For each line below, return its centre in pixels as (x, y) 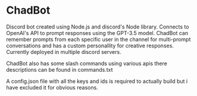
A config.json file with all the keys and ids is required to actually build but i (97, 81)
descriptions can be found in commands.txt (60, 69)
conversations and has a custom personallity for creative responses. (90, 46)
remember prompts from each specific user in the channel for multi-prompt (98, 39)
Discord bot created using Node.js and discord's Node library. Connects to (98, 27)
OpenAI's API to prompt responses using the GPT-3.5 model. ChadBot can (97, 33)
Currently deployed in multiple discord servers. (64, 52)
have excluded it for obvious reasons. (52, 87)
